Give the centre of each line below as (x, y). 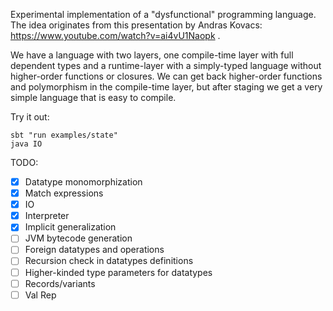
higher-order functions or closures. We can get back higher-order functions (166, 76)
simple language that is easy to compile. (93, 97)
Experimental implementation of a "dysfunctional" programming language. (163, 14)
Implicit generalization (70, 227)
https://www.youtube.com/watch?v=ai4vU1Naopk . (115, 35)
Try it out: (30, 117)
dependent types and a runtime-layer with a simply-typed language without (166, 65)
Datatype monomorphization (83, 182)
